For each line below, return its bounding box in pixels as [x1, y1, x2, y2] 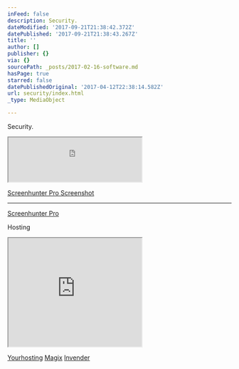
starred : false [7, 76, 53, 84]
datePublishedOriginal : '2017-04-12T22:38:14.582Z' [7, 83, 164, 90]
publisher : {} [7, 51, 50, 58]
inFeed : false [7, 10, 50, 18]
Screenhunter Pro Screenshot [7, 189, 95, 197]
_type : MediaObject [7, 97, 65, 104]
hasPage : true [7, 70, 50, 77]
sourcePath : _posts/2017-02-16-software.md [7, 63, 139, 71]
